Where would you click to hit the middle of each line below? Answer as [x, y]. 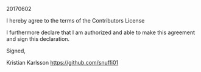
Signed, [16, 51]
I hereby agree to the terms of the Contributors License [76, 20]
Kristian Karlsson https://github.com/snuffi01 [62, 63]
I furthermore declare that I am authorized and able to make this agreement [101, 32]
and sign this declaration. [38, 39]
